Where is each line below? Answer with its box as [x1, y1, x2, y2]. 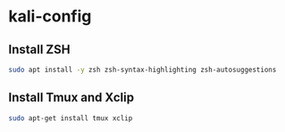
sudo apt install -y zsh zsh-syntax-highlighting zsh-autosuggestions [8, 65, 277, 74]
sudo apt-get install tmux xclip [8, 113, 133, 122]
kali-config [8, 6, 92, 27]
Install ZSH [8, 42, 71, 57]
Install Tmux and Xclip [8, 90, 135, 105]
